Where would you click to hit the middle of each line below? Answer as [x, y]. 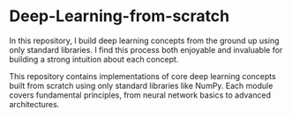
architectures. [34, 104]
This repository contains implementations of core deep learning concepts [142, 76]
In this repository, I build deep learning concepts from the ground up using [144, 40]
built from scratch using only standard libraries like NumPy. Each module [141, 85]
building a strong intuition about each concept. [94, 59]
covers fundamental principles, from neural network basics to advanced [140, 95]
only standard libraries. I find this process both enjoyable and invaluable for [146, 49]
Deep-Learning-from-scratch [120, 16]
